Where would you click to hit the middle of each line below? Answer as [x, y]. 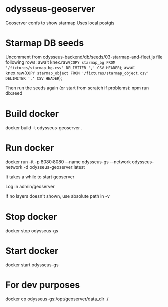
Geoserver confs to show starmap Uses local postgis [60, 23]
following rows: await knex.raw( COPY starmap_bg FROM [60, 62]
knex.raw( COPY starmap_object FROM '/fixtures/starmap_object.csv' [77, 73]
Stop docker [31, 216]
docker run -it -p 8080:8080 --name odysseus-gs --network [68, 162]
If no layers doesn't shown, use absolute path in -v [58, 196]
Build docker [32, 114]
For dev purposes [43, 285]
